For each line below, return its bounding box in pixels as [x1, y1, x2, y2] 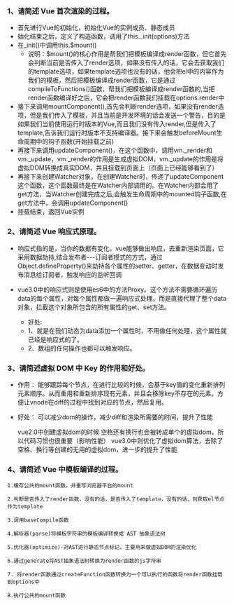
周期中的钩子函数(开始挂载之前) [23, 137, 115, 146]
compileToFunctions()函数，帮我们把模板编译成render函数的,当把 [27, 85, 215, 93]
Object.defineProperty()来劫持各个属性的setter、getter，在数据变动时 [17, 261, 218, 270]
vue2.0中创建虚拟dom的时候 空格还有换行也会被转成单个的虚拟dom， [17, 428, 218, 436]
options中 [12, 578, 40, 586]
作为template [7, 503, 43, 510]
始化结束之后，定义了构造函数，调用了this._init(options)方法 [17, 32, 190, 41]
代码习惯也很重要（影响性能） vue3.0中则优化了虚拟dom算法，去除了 [23, 436, 224, 444]
